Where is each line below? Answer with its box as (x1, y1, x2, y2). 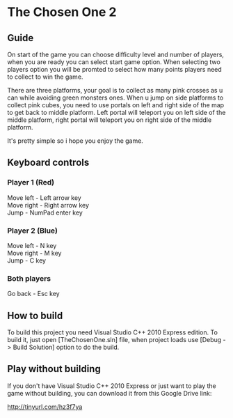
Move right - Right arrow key (7, 201, 89, 209)
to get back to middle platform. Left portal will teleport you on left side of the (7, 109, 226, 116)
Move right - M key (7, 249, 62, 257)
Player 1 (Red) (7, 178, 54, 187)
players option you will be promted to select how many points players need (7, 65, 223, 73)
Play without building (7, 363, 101, 375)
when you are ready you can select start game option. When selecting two (7, 58, 220, 66)
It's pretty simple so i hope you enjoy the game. (7, 137, 144, 145)
